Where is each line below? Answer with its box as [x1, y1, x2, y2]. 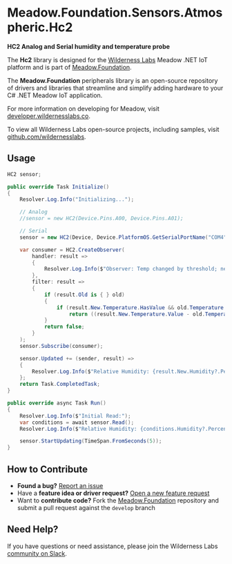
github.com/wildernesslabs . [7, 133, 86, 141]
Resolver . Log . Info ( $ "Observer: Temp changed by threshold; [43, 266, 217, 273]
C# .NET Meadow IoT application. [7, 91, 103, 99]
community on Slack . [7, 549, 68, 557]
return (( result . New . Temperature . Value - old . [68, 311, 206, 318]
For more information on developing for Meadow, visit [7, 104, 160, 113]
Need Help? [7, 523, 59, 536]
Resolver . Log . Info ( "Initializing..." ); [19, 196, 135, 203]
